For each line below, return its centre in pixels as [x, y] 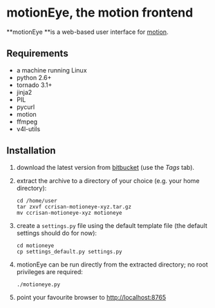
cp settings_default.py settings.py [69, 251]
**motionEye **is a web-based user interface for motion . [87, 32]
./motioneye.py [38, 285]
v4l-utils [28, 128]
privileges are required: [50, 271]
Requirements [37, 54]
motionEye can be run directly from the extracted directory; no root [112, 264]
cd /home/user [37, 201]
